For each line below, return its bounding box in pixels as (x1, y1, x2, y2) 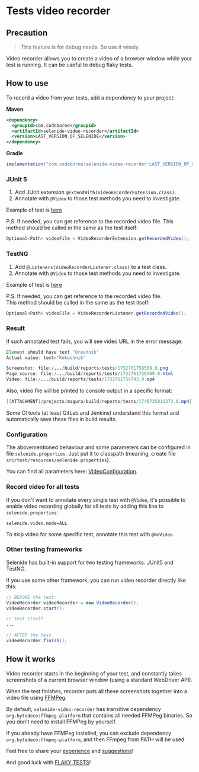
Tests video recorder (6, 4, 111, 18)
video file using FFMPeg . (6, 694, 67, 701)
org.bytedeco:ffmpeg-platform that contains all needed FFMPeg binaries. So (6, 712, 192, 719)
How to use (6, 78, 49, 88)
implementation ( (6, 161, 46, 167)
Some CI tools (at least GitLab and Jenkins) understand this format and (6, 409, 179, 416)
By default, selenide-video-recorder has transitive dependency (6, 705, 161, 712)
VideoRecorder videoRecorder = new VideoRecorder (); (6, 600, 139, 606)
